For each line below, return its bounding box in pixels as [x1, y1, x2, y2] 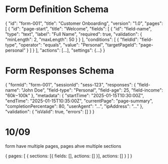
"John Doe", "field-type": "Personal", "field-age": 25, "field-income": [21, 87, 163, 93]
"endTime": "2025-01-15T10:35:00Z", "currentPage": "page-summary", [5, 98, 153, 104]
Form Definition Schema [5, 4, 109, 15]
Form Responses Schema [5, 65, 115, 76]
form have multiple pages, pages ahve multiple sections [5, 143, 122, 149]
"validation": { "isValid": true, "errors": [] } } [5, 108, 95, 114]
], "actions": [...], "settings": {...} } [35, 47, 105, 53]
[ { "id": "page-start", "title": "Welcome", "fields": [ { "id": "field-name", [5, 25, 152, 31]
